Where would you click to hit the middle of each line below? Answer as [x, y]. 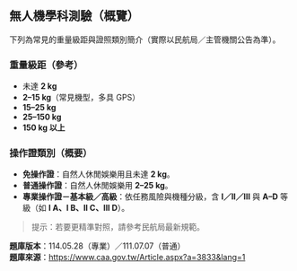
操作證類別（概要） [51, 153]
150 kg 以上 [44, 127]
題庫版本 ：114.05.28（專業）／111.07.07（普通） [97, 246]
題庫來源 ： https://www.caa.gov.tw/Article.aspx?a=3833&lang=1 [127, 258]
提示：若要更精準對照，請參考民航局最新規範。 [118, 227]
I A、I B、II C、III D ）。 [89, 208]
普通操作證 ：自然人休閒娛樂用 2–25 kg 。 [97, 186]
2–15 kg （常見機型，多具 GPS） [81, 98]
